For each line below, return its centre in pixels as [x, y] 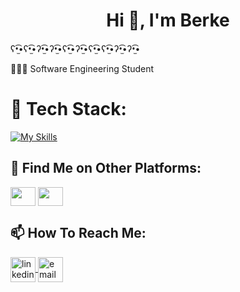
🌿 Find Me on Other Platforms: [106, 168]
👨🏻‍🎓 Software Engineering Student [82, 68]
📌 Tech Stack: [68, 109]
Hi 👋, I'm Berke [168, 20]
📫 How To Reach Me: [78, 233]
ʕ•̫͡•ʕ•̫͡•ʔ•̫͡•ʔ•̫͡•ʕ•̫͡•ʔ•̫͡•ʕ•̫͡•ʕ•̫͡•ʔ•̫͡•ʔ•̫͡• [75, 48]
